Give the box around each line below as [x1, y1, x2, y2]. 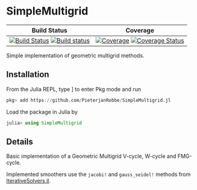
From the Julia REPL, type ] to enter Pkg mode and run [6, 85, 142, 93]
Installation [6, 70, 49, 80]
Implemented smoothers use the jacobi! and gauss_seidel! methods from [6, 171, 191, 178]
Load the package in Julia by [6, 108, 78, 116]
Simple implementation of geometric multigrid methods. [6, 51, 145, 59]
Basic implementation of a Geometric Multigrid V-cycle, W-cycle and [6, 152, 177, 160]
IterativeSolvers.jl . [6, 177, 51, 185]
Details [6, 136, 33, 146]
